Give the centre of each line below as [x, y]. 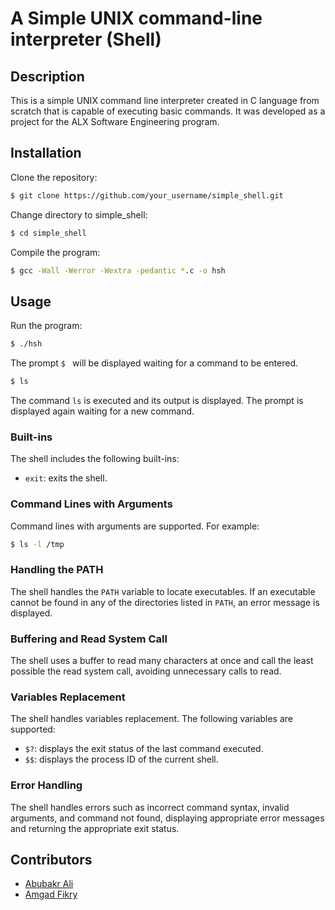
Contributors [51, 860]
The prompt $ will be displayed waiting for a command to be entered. [154, 363]
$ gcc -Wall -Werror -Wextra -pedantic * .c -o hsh [118, 270]
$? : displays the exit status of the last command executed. [144, 749]
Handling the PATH [57, 570]
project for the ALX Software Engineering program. [115, 121]
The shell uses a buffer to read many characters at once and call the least [162, 661]
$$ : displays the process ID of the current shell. [121, 759]
